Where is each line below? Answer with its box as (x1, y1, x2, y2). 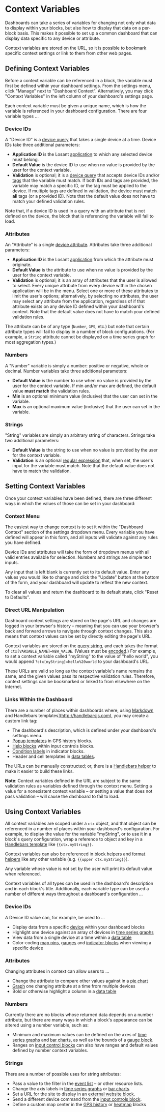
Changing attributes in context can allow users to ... (5, 968, 110, 974)
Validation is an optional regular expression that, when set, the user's (12, 457, 153, 463)
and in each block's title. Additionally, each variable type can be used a (5, 886, 149, 892)
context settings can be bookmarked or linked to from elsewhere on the (5, 679, 150, 685)
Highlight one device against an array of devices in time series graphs (12, 929, 154, 935)
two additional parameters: (5, 437, 59, 443)
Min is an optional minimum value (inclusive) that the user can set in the (12, 393, 158, 399)
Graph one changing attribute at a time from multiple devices (12, 983, 136, 989)
